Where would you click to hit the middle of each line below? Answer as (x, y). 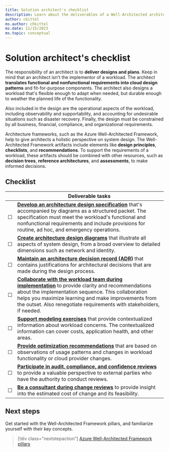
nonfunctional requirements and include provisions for (81, 223)
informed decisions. (26, 166)
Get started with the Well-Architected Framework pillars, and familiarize (79, 423)
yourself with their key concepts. (39, 429)
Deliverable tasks (89, 196)
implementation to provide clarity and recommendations (84, 285)
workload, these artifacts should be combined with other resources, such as (84, 155)
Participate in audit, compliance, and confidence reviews (87, 366)
